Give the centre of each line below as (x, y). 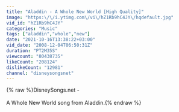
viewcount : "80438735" (35, 56)
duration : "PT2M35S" (32, 51)
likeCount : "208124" (32, 62)
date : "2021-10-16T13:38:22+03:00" (51, 40)
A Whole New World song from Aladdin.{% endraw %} (74, 103)
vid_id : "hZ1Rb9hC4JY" (35, 23)
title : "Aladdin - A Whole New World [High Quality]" (75, 12)
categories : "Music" (32, 28)
